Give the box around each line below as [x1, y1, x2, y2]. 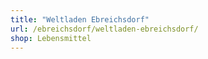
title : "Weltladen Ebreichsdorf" [10, 14, 150, 25]
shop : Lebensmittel [10, 33, 92, 43]
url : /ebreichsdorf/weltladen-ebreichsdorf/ [10, 24, 199, 34]
